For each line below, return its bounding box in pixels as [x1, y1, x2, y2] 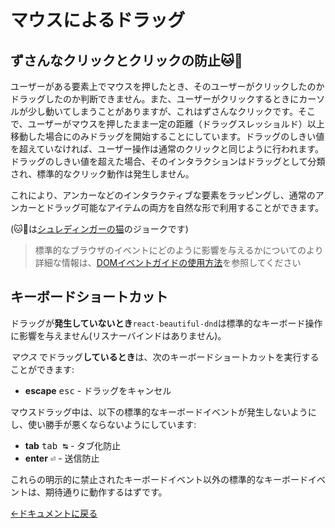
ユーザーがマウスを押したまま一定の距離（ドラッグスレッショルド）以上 [27, 118, 325, 130]
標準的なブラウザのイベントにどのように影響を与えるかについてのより [34, 244, 324, 256]
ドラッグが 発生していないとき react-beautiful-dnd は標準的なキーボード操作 [10, 317, 323, 329]
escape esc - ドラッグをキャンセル [24, 384, 172, 396]
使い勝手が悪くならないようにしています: [27, 418, 197, 430]
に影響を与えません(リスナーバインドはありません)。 [10, 329, 227, 341]
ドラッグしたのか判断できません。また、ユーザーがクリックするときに [10, 93, 300, 105]
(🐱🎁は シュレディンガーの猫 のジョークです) [10, 223, 189, 235]
